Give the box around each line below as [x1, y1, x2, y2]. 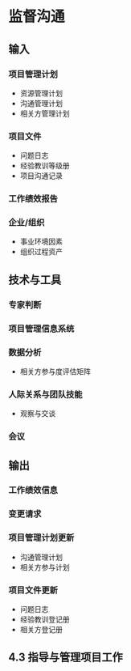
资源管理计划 [19, 88, 63, 98]
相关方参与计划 [19, 562, 70, 571]
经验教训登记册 [19, 614, 70, 624]
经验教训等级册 [19, 161, 70, 171]
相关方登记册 [19, 624, 63, 634]
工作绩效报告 [8, 193, 59, 205]
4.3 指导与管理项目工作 [8, 651, 123, 665]
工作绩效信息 [8, 485, 59, 496]
